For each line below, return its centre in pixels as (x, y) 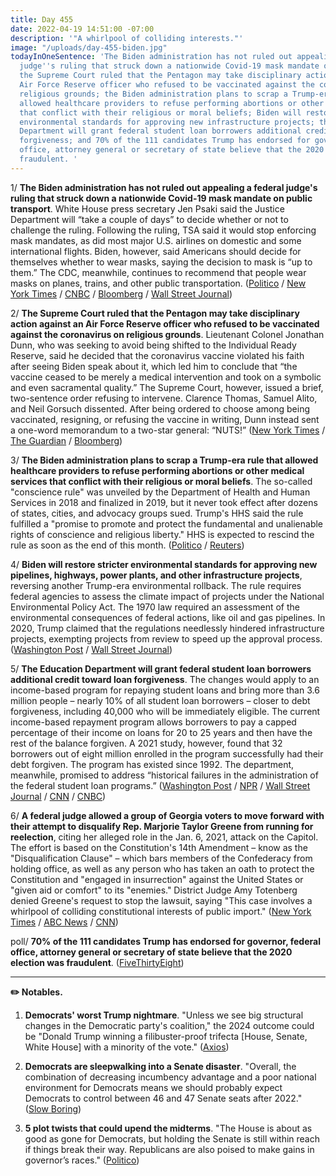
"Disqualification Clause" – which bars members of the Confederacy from (161, 858)
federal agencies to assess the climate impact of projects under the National (167, 596)
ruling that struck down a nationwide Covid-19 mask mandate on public (161, 198)
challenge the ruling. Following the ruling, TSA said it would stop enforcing (163, 230)
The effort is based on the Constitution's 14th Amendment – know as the (159, 847)
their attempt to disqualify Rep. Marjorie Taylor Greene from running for (162, 826)
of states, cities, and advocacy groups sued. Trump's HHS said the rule (157, 513)
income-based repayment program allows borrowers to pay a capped (153, 722)
